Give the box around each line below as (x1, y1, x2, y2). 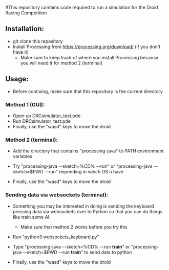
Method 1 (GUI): (5, 101, 45, 108)
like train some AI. (12, 214, 51, 220)
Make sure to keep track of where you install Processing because (20, 54, 159, 60)
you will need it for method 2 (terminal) (20, 60, 102, 66)
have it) (12, 49, 29, 55)
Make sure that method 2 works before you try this (20, 223, 128, 230)
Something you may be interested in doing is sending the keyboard (12, 203, 154, 209)
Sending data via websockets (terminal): (5, 191, 109, 198)
